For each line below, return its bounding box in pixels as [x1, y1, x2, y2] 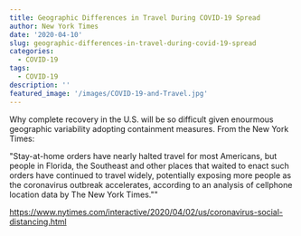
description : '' [9, 80, 71, 90]
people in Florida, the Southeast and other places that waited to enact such [9, 160, 289, 171]
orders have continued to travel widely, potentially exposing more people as [9, 169, 292, 181]
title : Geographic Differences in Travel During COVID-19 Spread [9, 13, 260, 23]
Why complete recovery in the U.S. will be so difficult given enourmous [9, 114, 274, 125]
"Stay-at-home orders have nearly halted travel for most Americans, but [9, 150, 277, 161]
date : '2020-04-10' [9, 30, 83, 39]
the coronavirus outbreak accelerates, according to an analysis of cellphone [9, 179, 293, 190]
